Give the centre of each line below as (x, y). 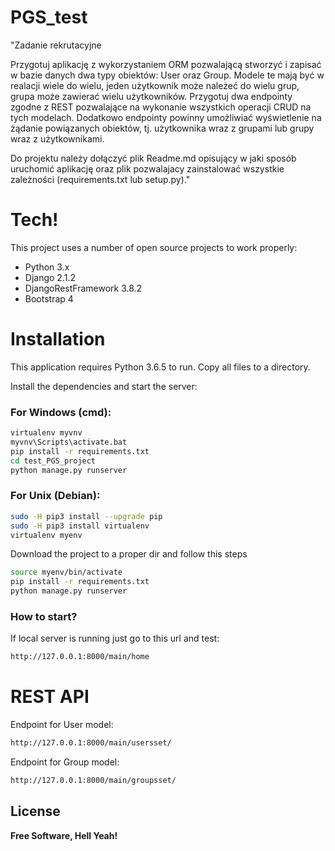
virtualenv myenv (46, 535)
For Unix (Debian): (55, 496)
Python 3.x (47, 267)
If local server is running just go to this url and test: (115, 638)
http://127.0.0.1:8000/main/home (80, 657)
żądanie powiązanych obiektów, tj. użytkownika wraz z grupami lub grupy (162, 128)
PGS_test (49, 17)
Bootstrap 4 (49, 298)
